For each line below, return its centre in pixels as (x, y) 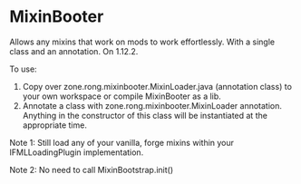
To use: (24, 69)
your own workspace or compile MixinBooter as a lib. (122, 96)
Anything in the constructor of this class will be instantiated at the (145, 115)
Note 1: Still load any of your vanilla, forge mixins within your (121, 142)
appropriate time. (55, 125)
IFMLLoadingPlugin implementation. (77, 152)
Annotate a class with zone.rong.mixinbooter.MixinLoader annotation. (152, 105)
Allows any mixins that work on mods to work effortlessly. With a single (142, 42)
